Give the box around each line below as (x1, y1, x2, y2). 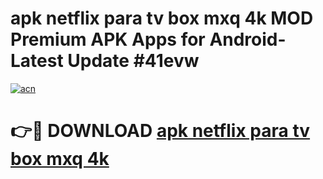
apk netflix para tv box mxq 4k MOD (10, 7, 314, 30)
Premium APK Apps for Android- (10, 28, 287, 51)
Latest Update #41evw (10, 50, 200, 72)
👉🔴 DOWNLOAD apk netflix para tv (10, 120, 311, 142)
